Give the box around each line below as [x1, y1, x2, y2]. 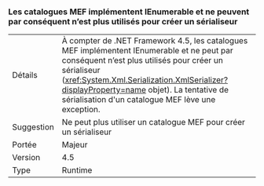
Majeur [61, 140, 88, 151]
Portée [12, 140, 37, 151]
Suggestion [12, 122, 55, 133]
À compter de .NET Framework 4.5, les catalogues [61, 35, 248, 46]
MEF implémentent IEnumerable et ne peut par [61, 46, 233, 57]
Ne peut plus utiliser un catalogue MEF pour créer [61, 117, 246, 128]
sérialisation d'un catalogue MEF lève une [61, 94, 216, 105]
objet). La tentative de [148, 85, 229, 96]
